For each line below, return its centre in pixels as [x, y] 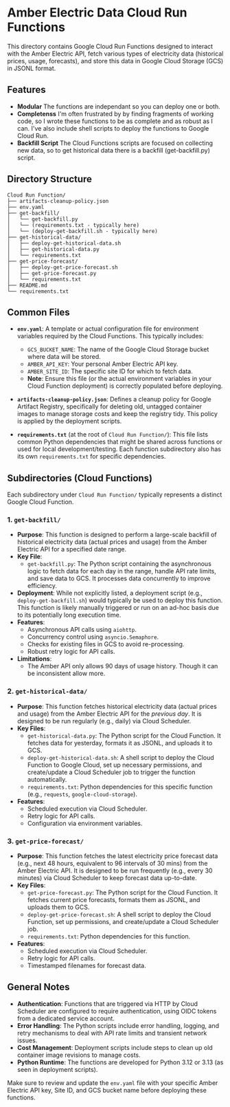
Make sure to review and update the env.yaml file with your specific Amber [113, 1083]
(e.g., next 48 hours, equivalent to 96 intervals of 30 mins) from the [112, 864]
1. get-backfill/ [34, 520]
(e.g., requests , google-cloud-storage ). [82, 794]
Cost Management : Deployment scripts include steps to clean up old [115, 1047]
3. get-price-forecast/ [46, 841]
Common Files [38, 312]
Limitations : [34, 659]
